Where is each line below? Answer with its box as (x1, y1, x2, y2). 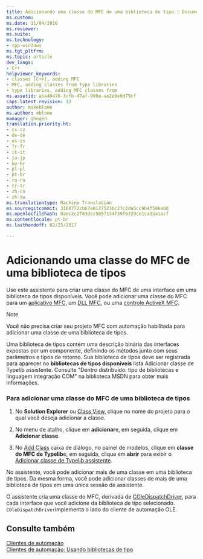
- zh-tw (6, 194, 26, 200)
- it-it (6, 149, 26, 155)
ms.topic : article (6, 54, 53, 60)
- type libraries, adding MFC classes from (6, 88, 118, 94)
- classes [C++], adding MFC (6, 76, 80, 82)
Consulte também (6, 523, 76, 534)
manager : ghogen (6, 115, 47, 121)
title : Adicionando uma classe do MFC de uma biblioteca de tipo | (6, 8, 180, 15)
